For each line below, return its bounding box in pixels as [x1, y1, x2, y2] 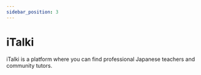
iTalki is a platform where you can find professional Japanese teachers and [6, 55, 196, 63]
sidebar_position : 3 [6, 9, 59, 15]
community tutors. [6, 62, 53, 69]
